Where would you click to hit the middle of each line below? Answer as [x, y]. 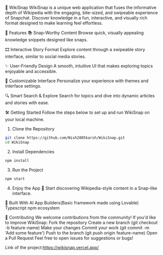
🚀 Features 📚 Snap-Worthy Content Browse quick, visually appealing [74, 33]
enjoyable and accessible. [31, 71]
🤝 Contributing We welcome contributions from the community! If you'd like [81, 217]
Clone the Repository [33, 129]
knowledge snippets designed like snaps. [46, 40]
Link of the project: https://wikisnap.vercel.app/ [52, 247]
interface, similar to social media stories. [45, 56]
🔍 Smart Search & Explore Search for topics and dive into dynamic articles [80, 96]
